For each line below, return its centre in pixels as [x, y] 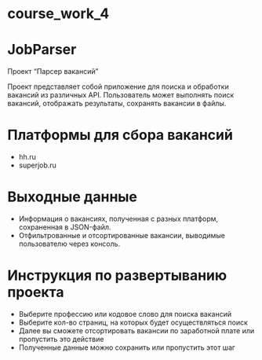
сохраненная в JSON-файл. [65, 227]
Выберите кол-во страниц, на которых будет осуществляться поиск [133, 322]
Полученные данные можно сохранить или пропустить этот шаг [127, 347]
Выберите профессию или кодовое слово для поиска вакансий [125, 314]
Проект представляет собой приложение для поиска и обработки [118, 86]
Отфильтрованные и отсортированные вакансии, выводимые [122, 235]
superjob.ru [37, 165]
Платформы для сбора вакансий [120, 135]
